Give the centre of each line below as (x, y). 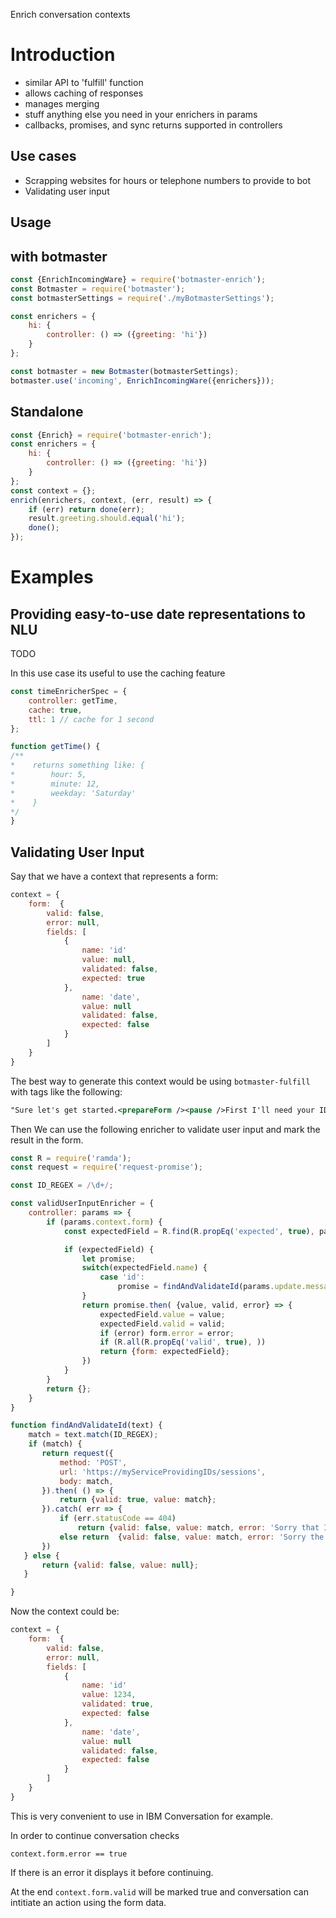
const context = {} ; (53, 490)
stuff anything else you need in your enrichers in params (141, 114)
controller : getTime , (73, 700)
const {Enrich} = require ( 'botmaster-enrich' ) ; (111, 435)
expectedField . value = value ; (162, 1314)
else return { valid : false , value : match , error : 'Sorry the (192, 1537)
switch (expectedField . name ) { (144, 1268)
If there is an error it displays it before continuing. (112, 1872)
